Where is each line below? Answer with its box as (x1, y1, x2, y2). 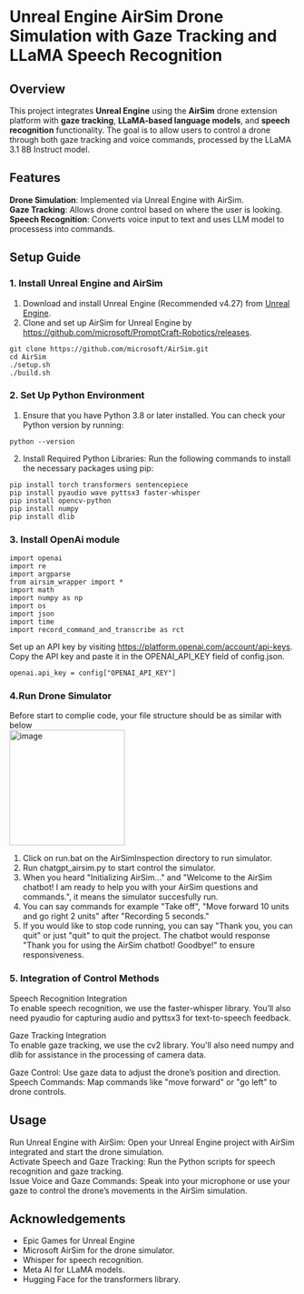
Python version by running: (22, 419, 124, 430)
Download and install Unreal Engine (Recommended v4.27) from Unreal (22, 297, 290, 308)
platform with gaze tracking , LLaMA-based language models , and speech (9, 115, 290, 125)
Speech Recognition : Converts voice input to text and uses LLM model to (9, 214, 285, 225)
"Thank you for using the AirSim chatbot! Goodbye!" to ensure (22, 939, 256, 951)
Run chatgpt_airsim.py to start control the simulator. (22, 862, 216, 874)
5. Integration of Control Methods (9, 972, 160, 985)
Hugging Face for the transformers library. (22, 1274, 181, 1285)
